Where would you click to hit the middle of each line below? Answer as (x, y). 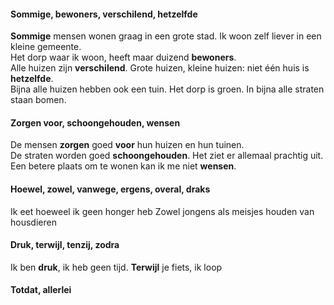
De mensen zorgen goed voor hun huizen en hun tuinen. (127, 145)
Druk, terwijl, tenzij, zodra (65, 245)
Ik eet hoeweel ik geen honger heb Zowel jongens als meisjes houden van (162, 211)
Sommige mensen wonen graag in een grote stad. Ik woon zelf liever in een (166, 36)
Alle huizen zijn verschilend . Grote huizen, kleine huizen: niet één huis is (160, 68)
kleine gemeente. (46, 47)
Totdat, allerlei (41, 290)
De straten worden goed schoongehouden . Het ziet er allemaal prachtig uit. (167, 156)
